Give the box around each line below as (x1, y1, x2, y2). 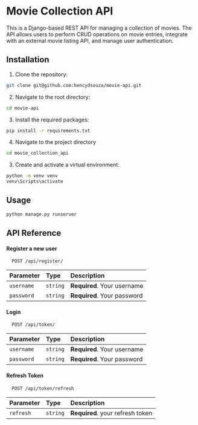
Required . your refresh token (70, 409, 153, 417)
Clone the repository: (14, 71, 68, 78)
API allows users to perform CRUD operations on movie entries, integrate (6, 30, 188, 37)
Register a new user (6, 245, 57, 252)
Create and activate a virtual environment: (14, 161, 120, 169)
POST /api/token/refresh (11, 385, 74, 391)
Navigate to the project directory (14, 138, 97, 146)
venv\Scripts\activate (6, 178, 63, 185)
